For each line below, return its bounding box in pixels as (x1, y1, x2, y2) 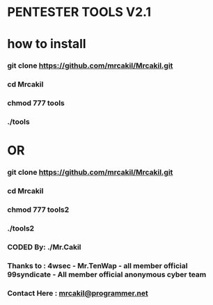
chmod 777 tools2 (7, 205, 70, 214)
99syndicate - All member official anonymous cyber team (7, 269, 207, 279)
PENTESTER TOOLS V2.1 (7, 4, 152, 20)
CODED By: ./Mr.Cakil (7, 242, 81, 251)
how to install (7, 36, 86, 52)
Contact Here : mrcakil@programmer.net (7, 288, 148, 298)
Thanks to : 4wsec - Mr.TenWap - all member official (7, 260, 188, 270)
